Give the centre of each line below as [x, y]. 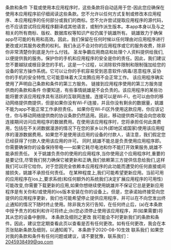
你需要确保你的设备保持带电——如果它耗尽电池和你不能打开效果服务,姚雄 [82, 147]
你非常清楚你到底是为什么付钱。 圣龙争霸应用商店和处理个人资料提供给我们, [84, 52]
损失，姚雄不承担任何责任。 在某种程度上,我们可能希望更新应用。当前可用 [87, 173]
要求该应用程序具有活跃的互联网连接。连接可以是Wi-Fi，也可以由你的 [87, 96]
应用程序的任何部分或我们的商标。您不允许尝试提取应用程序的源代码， [92, 20]
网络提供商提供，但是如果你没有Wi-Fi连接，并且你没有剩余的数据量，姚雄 [87, 103]
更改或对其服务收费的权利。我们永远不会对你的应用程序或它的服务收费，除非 [85, 45]
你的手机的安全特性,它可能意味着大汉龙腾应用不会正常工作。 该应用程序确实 [84, 77]
